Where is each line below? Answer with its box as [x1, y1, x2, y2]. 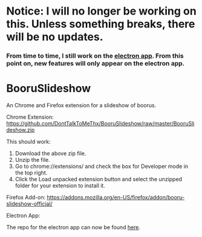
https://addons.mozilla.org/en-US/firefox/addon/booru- [47, 194, 185, 201]
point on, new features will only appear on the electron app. [6, 59, 185, 68]
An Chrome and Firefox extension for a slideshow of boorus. [6, 102, 157, 109]
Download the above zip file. [15, 150, 86, 157]
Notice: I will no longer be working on [6, 4, 197, 18]
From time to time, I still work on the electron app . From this [6, 52, 184, 60]
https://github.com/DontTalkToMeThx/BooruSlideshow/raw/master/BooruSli [6, 120, 195, 127]
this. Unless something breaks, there [6, 17, 195, 31]
